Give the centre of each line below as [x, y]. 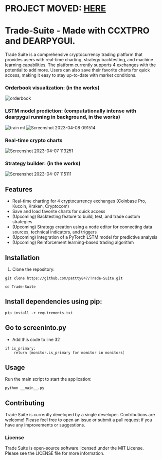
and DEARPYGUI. [40, 41]
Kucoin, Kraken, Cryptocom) [41, 206]
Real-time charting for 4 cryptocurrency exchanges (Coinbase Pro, [79, 201]
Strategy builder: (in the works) [43, 163]
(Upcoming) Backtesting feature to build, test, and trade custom [76, 216]
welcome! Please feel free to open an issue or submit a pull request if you [79, 420]
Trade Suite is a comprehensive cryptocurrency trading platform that [74, 54]
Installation [22, 257]
